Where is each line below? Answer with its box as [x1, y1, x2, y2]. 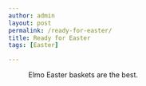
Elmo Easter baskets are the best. [28, 70, 138, 80]
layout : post [8, 19, 52, 27]
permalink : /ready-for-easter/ [8, 26, 112, 34]
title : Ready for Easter [8, 33, 91, 42]
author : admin [8, 11, 56, 20]
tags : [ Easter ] [8, 41, 59, 49]
